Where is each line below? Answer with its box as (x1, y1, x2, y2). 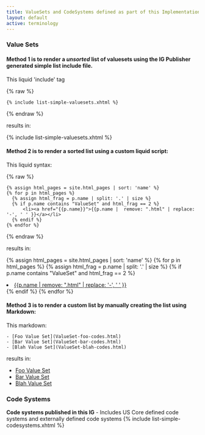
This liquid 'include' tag (6, 76, 65, 83)
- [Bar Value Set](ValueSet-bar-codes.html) (6, 339, 121, 345)
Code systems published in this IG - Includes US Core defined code (6, 409, 179, 416)
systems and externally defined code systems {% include (6, 415, 151, 423)
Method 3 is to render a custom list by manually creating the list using (6, 301, 187, 309)
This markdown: (6, 322, 47, 329)
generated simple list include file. (6, 62, 93, 69)
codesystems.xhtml (6, 422, 56, 429)
